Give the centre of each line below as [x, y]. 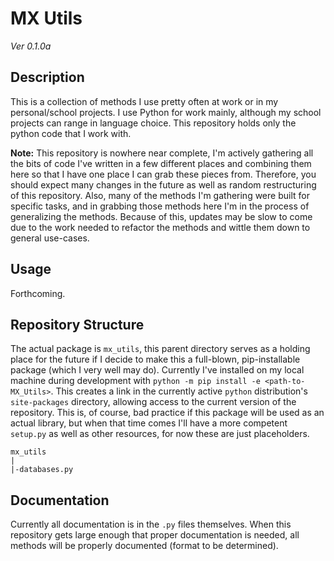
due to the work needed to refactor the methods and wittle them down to [160, 227]
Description [47, 77]
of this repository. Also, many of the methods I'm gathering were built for [160, 195]
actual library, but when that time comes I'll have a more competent [149, 423]
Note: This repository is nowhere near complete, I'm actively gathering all [162, 153]
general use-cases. [50, 238]
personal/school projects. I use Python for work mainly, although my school [166, 112]
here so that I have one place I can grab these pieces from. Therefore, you [163, 174]
